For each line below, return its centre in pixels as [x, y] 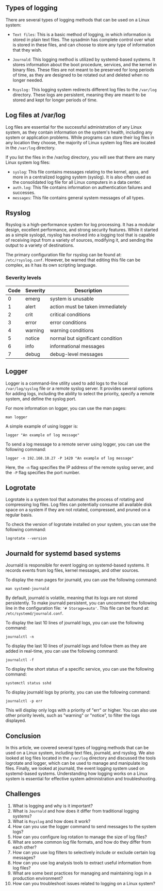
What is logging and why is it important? [53, 806]
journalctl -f [20, 660]
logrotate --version [26, 539]
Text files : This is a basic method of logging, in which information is [81, 34]
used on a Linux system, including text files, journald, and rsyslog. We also [80, 753]
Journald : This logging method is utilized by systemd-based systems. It [84, 59]
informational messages [77, 346]
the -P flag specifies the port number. [43, 472]
